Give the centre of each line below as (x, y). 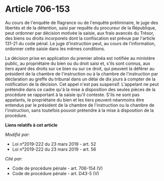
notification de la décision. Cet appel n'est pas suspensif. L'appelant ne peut (82, 84)
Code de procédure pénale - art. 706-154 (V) (58, 168)
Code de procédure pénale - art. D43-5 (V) (56, 173)
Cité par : (14, 158)
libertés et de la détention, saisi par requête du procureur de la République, (81, 27)
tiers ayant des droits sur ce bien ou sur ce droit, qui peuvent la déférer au (80, 68)
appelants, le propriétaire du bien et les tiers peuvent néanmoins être (75, 100)
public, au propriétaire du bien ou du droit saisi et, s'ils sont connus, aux (78, 63)
